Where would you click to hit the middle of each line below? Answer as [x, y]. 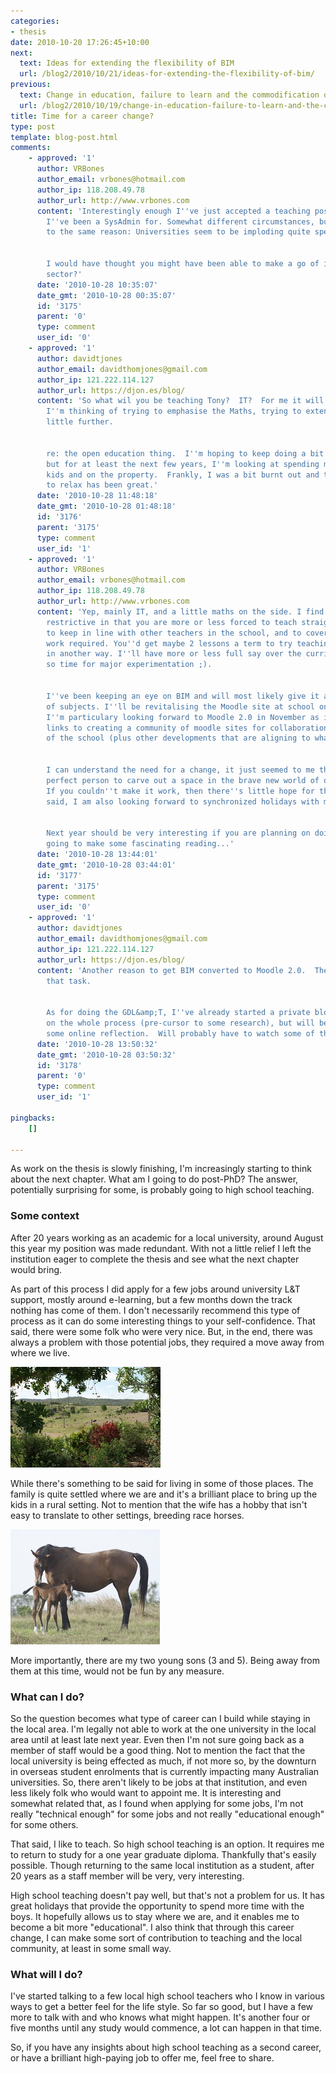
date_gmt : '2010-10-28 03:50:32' [106, 1055]
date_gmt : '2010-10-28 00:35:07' [106, 295]
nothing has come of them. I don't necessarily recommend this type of [155, 1310]
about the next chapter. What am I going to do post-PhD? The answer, [154, 1179]
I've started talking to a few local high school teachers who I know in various [167, 1996]
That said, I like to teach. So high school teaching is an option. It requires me [167, 1844]
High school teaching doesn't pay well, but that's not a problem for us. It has [167, 1895]
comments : [31, 148]
